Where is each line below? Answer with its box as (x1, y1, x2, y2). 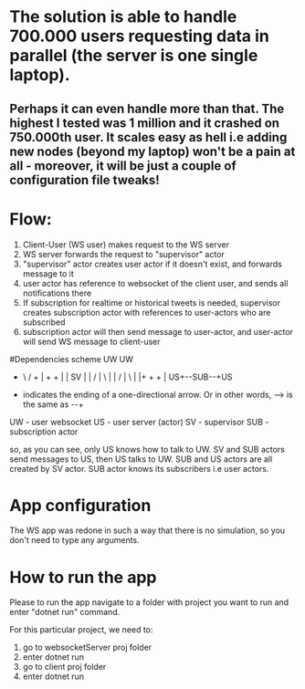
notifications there (22, 287, 92, 298)
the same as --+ (22, 399, 84, 410)
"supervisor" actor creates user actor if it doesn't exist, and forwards (22, 258, 283, 269)
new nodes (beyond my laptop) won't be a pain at (9, 143, 296, 159)
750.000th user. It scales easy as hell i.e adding (9, 130, 288, 145)
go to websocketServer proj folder (22, 642, 152, 653)
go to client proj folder (22, 662, 107, 673)
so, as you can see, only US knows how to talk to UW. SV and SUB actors (9, 444, 285, 454)
